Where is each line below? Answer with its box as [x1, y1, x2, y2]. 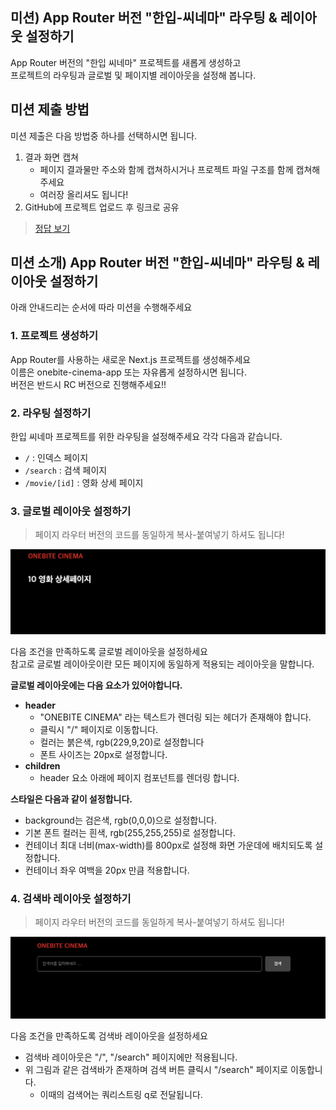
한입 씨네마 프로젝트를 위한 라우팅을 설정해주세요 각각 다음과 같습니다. [10, 431, 283, 443]
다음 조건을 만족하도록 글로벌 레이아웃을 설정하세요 [10, 645, 208, 657]
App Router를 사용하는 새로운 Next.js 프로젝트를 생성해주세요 [10, 353, 252, 365]
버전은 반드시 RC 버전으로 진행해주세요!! [10, 378, 167, 390]
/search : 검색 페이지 [24, 464, 108, 477]
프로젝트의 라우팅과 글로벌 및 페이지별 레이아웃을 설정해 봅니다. [10, 69, 257, 81]
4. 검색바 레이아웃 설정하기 [10, 891, 132, 905]
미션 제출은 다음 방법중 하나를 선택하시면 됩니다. [10, 129, 198, 142]
